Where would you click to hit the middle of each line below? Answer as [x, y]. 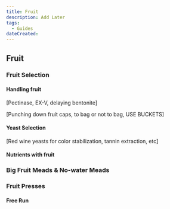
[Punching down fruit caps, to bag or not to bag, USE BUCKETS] [85, 114]
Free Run [17, 200]
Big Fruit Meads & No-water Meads [58, 170]
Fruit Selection [28, 75]
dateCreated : [22, 34]
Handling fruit [24, 90]
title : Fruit [22, 12]
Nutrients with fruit [30, 155]
